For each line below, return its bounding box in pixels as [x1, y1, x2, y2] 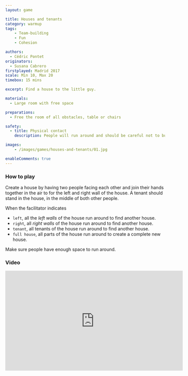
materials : [5, 96, 28, 101]
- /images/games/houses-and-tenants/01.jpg [14, 147, 108, 152]
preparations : [5, 110, 35, 115]
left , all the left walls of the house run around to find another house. [12, 215, 156, 221]
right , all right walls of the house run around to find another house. [12, 220, 154, 226]
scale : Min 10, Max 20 [5, 73, 53, 78]
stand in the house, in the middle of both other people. [5, 195, 119, 201]
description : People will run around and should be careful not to [14, 133, 160, 139]
